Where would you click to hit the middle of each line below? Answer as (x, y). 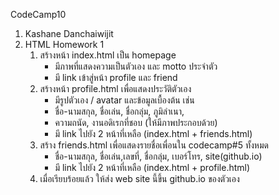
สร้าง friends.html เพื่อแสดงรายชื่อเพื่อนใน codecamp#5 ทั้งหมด (154, 145)
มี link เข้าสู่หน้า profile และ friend (116, 77)
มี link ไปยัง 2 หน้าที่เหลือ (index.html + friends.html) (153, 133)
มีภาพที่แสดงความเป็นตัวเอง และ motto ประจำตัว (136, 66)
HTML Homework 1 (64, 44)
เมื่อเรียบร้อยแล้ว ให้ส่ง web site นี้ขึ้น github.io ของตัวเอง (139, 178)
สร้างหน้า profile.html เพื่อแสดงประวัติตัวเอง (115, 88)
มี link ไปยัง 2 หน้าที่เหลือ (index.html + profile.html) (152, 167)
